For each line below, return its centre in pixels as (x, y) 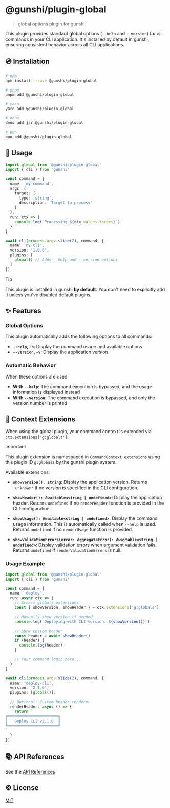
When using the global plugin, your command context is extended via (79, 432)
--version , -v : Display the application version (60, 352)
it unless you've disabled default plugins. (48, 295)
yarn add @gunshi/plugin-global (40, 109)
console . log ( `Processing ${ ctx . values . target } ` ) (67, 222)
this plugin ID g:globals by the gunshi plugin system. (61, 462)
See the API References (30, 771)
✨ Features (23, 311)
